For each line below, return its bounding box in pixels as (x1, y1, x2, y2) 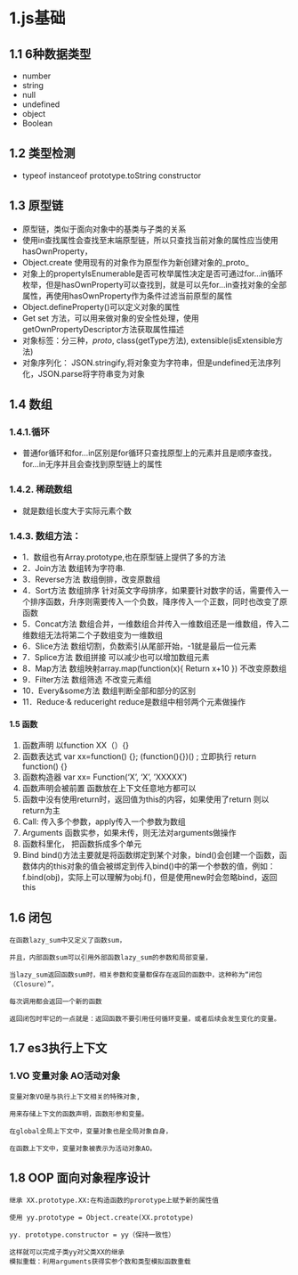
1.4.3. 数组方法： (9, 529, 82, 542)
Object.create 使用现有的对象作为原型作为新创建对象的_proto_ (21, 257, 249, 267)
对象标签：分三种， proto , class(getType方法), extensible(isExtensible (21, 335, 276, 346)
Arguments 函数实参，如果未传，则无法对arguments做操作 (21, 828, 238, 838)
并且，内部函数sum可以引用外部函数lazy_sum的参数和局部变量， (9, 952, 213, 962)
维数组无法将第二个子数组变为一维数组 (21, 629, 163, 640)
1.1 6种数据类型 (9, 46, 92, 61)
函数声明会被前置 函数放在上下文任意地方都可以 (21, 783, 197, 794)
